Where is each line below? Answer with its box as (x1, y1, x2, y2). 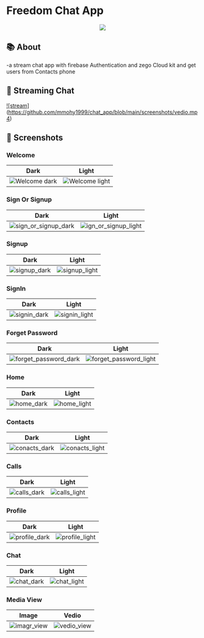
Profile (6, 506, 27, 515)
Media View (6, 595, 43, 604)
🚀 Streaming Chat (6, 86, 75, 96)
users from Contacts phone (6, 68, 76, 75)
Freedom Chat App (6, 4, 104, 18)
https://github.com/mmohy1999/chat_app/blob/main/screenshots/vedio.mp (8, 108, 198, 116)
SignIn (6, 284, 26, 292)
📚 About (6, 42, 41, 53)
